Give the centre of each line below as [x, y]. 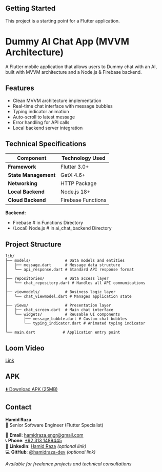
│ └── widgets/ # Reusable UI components [63, 315]
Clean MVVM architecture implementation [57, 100]
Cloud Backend [27, 200]
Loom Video [25, 348]
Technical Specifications [46, 144]
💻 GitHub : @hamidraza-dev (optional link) [50, 452]
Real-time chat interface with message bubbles [63, 106]
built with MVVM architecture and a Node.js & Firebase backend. [74, 72]
